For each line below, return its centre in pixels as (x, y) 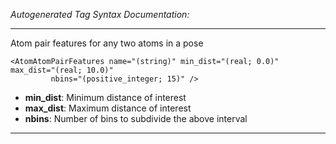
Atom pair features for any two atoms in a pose (107, 43)
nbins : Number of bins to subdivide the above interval (136, 118)
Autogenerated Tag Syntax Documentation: (100, 14)
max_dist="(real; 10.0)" (62, 70)
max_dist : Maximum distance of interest (108, 108)
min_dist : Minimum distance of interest (105, 97)
